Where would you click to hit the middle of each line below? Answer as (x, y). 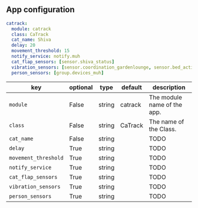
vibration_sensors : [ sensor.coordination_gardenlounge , (81, 67)
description (169, 87)
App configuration (40, 10)
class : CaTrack (30, 34)
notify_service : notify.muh (46, 56)
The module (166, 97)
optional (81, 87)
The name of (166, 122)
